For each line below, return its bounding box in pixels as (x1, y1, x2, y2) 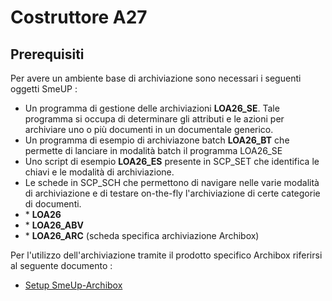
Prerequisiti (10, 46, 85, 63)
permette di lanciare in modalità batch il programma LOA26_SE (24, 145, 283, 156)
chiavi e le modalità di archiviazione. (24, 166, 175, 178)
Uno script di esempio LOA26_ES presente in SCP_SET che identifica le (24, 156, 320, 167)
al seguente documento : (10, 260, 113, 271)
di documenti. (24, 198, 82, 210)
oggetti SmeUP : (10, 83, 78, 95)
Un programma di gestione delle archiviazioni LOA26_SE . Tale (24, 102, 280, 114)
